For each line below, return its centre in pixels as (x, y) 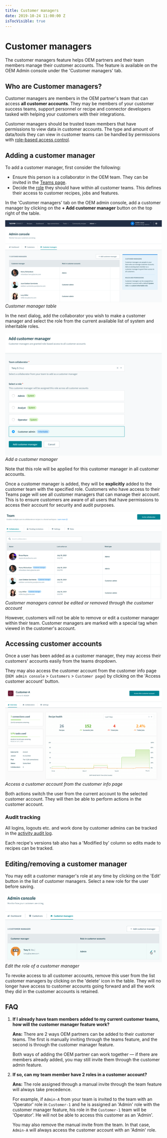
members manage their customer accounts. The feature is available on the (82, 65)
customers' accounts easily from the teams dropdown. (61, 661)
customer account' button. (32, 681)
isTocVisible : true (25, 21)
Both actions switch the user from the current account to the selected (76, 794)
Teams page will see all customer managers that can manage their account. (83, 494)
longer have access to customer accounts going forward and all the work (80, 986)
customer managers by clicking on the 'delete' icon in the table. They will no (83, 981)
